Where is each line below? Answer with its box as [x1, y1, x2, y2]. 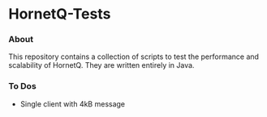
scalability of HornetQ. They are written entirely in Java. [8, 61, 195, 70]
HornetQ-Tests [8, 5, 111, 23]
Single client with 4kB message [19, 98, 126, 109]
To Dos [8, 81, 37, 92]
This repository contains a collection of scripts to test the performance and [8, 52, 260, 61]
